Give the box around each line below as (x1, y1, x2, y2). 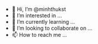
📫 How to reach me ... (11, 32, 67, 38)
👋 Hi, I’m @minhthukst (11, 6, 67, 12)
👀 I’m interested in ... (11, 12, 62, 19)
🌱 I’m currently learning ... (11, 18, 75, 25)
